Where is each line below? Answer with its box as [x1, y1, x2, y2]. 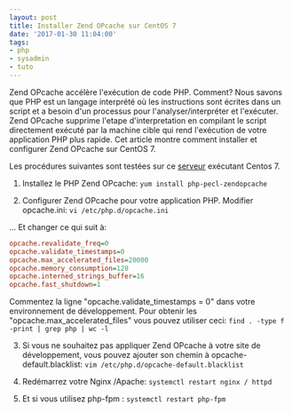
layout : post [9, 12, 58, 22]
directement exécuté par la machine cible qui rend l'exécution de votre [9, 124, 267, 135]
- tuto [9, 63, 34, 72]
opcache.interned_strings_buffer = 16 [9, 272, 145, 281]
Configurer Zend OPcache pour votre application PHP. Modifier [21, 195, 254, 205]
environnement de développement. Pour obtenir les [9, 306, 198, 316]
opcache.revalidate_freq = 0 [9, 239, 109, 248]
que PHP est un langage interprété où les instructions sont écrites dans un [9, 96, 281, 107]
